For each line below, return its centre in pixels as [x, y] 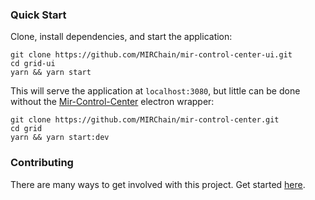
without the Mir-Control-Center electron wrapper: [112, 102]
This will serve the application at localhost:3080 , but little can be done [155, 91]
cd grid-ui [33, 64]
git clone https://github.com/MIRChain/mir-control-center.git [145, 120]
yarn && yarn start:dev [60, 138]
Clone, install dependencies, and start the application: [121, 37]
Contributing [42, 163]
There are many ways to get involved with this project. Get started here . [158, 184]
